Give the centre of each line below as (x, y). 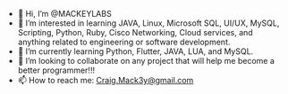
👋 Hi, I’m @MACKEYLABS (64, 14)
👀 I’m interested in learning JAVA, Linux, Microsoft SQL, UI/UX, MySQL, (148, 23)
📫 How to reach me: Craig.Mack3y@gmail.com (106, 80)
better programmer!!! (56, 70)
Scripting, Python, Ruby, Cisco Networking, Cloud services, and (135, 32)
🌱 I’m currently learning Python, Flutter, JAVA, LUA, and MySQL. (136, 51)
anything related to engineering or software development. (124, 42)
